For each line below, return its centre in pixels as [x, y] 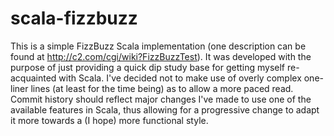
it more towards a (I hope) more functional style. [109, 120]
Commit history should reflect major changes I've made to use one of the [161, 99]
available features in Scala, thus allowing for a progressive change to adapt [165, 109]
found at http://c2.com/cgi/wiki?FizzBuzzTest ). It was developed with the [161, 56]
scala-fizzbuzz [74, 18]
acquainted [33, 78]
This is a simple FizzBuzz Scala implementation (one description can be [158, 46]
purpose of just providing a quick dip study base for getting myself [148, 67]
